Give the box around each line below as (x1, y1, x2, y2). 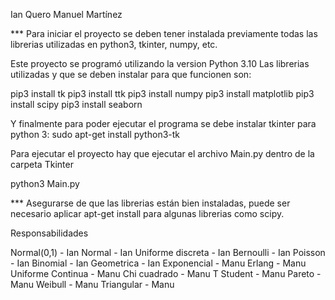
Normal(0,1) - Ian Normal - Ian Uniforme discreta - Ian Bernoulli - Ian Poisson (10, 247, 326, 258)
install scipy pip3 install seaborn (10, 99, 143, 110)
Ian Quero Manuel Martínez (10, 9, 123, 20)
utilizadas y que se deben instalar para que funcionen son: (10, 69, 252, 80)
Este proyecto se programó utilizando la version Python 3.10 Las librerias (10, 58, 310, 69)
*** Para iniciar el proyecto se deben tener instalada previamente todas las (10, 28, 318, 39)
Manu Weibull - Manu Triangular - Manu (10, 279, 175, 290)
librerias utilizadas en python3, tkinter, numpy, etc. (10, 39, 218, 50)
